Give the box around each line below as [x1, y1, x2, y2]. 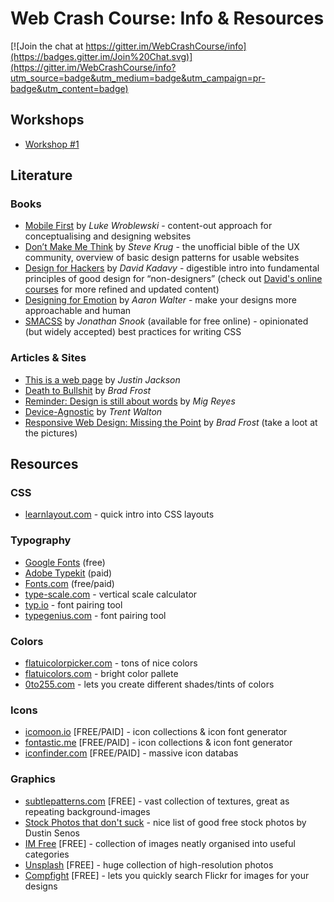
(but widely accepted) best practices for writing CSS [24, 326, 242, 338]
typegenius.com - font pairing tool [24, 609, 167, 621]
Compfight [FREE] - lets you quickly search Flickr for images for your [24, 869, 310, 881]
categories [24, 848, 70, 860]
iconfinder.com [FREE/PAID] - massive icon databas [24, 747, 239, 759]
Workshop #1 [24, 138, 80, 150]
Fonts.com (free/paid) [24, 577, 115, 589]
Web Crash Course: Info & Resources [10, 7, 325, 30]
